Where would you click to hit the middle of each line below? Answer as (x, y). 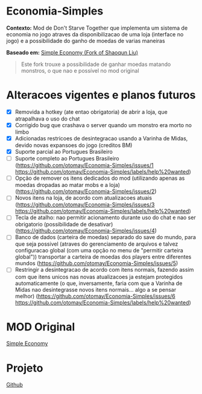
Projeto (25, 368)
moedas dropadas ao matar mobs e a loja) (68, 185)
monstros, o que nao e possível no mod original (80, 70)
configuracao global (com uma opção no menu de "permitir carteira (99, 251)
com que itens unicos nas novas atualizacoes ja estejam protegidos (99, 277)
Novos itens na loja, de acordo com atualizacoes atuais (84, 198)
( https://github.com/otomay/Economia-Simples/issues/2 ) (86, 191)
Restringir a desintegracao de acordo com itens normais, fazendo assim (104, 270)
